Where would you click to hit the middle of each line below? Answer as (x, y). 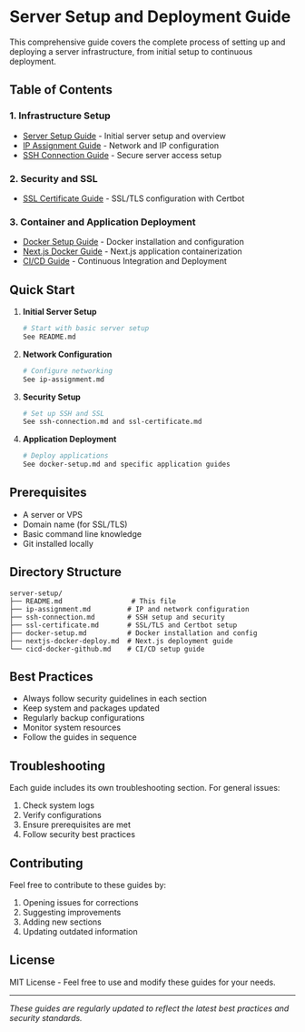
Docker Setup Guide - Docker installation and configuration (133, 242)
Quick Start (42, 290)
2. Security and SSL (54, 178)
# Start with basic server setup (86, 329)
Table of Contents (61, 90)
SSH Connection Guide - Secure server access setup (122, 155)
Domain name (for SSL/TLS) (75, 524)
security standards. (46, 1017)
